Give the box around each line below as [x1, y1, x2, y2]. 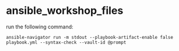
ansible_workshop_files [6, 4, 124, 17]
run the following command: [6, 23, 74, 30]
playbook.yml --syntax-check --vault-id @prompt [6, 39, 127, 45]
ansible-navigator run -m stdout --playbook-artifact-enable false [6, 34, 174, 40]
